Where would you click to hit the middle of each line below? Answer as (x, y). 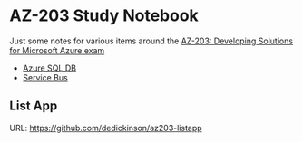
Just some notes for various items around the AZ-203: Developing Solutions (151, 41)
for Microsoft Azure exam (57, 50)
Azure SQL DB (49, 68)
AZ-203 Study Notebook (104, 16)
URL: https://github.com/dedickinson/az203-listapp (106, 128)
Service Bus (45, 77)
